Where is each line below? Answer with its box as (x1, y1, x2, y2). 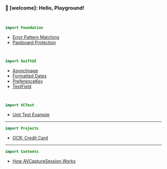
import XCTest (5, 103, 35, 108)
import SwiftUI (5, 59, 37, 64)
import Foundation (5, 25, 43, 30)
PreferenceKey (12, 78, 43, 84)
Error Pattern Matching (12, 34, 60, 40)
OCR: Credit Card (12, 135, 48, 141)
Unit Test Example (12, 112, 50, 117)
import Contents (5, 149, 39, 154)
